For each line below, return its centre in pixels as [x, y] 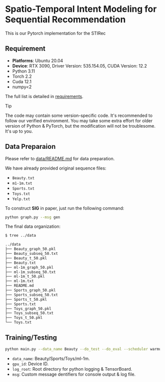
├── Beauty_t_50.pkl [26, 258]
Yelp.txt [21, 199]
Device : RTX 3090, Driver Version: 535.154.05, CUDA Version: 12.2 [80, 66]
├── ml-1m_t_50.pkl [25, 277]
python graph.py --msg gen [33, 217]
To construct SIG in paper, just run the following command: [65, 208]
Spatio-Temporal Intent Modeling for [81, 9]
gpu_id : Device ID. [30, 364]
